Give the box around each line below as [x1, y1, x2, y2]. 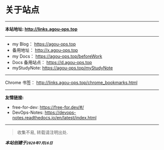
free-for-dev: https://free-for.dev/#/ [12, 104, 84, 110]
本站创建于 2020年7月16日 [5, 140, 53, 146]
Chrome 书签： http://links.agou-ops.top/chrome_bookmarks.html [5, 79, 138, 86]
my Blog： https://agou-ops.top [12, 41, 76, 47]
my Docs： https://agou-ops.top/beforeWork [12, 53, 102, 59]
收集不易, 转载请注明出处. [17, 129, 68, 135]
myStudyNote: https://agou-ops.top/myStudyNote [12, 64, 113, 71]
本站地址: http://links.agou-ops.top [5, 26, 78, 32]
